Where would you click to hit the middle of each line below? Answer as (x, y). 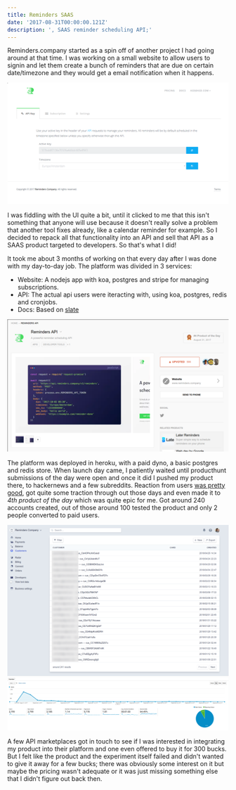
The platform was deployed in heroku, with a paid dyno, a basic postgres (113, 462)
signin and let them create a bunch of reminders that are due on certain (111, 65)
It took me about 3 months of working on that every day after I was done (112, 259)
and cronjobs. (37, 302)
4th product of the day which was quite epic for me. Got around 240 (106, 500)
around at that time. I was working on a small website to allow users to (109, 58)
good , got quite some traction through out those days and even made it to (114, 493)
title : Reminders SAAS (40, 15)
